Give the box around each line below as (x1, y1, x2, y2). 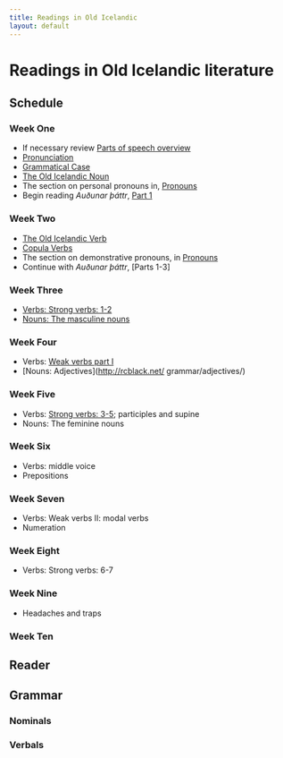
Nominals (9, 715, 52, 728)
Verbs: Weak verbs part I (21, 356, 114, 367)
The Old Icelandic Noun (21, 171, 110, 182)
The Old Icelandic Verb (21, 233, 107, 243)
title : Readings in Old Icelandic (9, 13, 138, 22)
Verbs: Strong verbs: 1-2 (21, 303, 112, 314)
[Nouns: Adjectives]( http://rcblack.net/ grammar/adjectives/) (21, 366, 246, 377)
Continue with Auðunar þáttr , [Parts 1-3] (21, 261, 171, 272)
